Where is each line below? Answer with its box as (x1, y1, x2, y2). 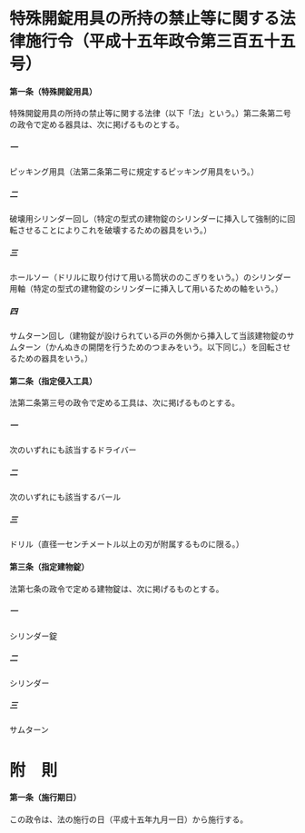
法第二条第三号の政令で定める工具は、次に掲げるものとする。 (9, 397, 241, 409)
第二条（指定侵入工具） (9, 375, 97, 386)
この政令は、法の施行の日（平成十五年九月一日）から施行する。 (9, 814, 248, 825)
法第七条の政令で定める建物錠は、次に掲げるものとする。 (9, 583, 224, 594)
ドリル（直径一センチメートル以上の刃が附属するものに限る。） (9, 539, 244, 550)
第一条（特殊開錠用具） (9, 85, 97, 96)
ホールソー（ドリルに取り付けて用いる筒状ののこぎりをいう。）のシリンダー (9, 272, 292, 283)
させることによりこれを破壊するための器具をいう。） (16, 224, 212, 236)
